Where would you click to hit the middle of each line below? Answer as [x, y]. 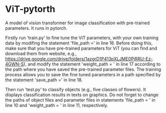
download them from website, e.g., [41, 54]
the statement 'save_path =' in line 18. [44, 80]
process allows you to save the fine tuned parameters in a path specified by [83, 74]
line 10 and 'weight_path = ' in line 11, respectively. [57, 105]
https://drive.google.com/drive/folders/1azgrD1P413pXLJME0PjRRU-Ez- [79, 58]
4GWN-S [14, 64]
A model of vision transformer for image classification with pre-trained [78, 23]
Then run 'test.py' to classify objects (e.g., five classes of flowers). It [76, 89]
